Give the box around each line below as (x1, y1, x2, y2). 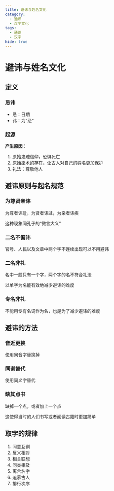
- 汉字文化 (9, 21, 29, 26)
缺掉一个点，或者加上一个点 (5, 403, 62, 409)
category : (5, 12, 26, 17)
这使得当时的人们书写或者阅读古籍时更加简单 (5, 414, 96, 420)
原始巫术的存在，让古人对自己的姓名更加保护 (12, 160, 104, 166)
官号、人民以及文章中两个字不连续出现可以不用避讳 (5, 246, 109, 252)
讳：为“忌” (12, 117, 34, 123)
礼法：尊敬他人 (12, 166, 43, 172)
